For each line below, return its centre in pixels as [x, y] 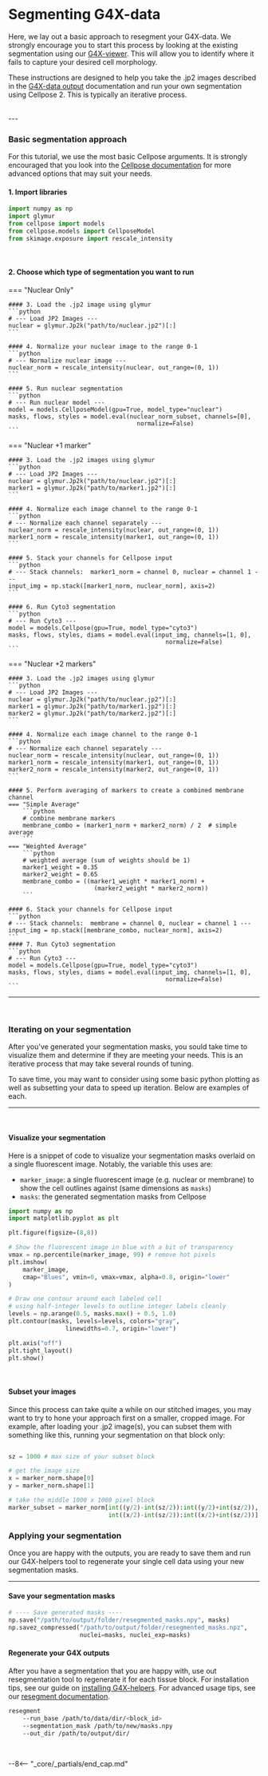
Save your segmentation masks [62, 1595]
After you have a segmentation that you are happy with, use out [112, 1670]
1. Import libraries [38, 192]
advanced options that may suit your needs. [81, 174]
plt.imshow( [28, 1262]
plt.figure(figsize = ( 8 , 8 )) [53, 1233]
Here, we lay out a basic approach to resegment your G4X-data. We [120, 36]
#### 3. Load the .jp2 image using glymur [80, 305]
